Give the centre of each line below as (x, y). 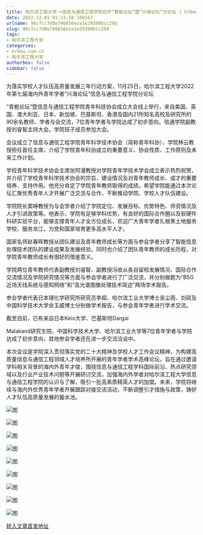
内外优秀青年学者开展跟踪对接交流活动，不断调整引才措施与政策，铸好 (109, 389)
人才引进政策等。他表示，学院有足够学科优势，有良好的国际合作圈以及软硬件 (101, 214)
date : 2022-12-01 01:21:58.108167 (50, 18)
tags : (13, 35)
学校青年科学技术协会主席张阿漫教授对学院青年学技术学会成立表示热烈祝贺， (101, 170)
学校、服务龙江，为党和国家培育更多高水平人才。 (67, 229)
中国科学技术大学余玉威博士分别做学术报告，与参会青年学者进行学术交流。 (99, 305)
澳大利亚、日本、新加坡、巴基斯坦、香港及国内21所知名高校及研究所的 (104, 114)
